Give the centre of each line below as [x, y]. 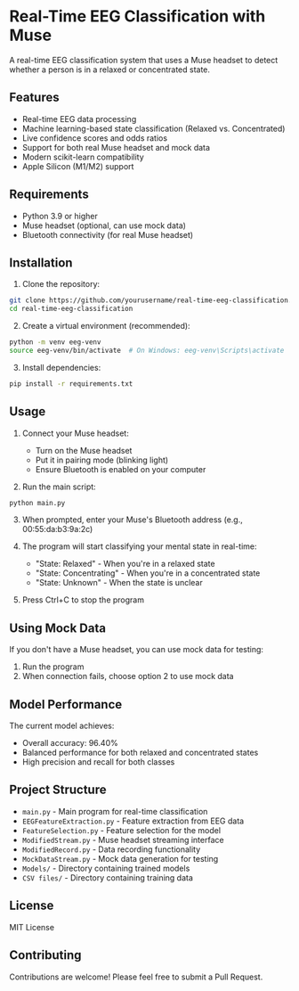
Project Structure [58, 790]
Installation [41, 262]
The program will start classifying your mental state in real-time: [139, 546]
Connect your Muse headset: [75, 433]
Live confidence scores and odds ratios [94, 138]
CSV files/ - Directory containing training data [108, 877]
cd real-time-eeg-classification [71, 309]
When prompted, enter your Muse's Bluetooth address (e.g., [132, 520]
